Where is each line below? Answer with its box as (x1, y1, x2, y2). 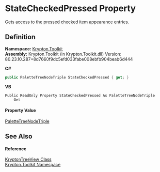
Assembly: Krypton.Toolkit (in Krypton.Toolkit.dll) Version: (5, 51, 122, 57)
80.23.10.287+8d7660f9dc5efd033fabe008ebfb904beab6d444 (5, 56, 133, 62)
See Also (5, 132, 32, 141)
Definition (5, 33, 35, 41)
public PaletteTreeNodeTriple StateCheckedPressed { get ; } (5, 75, 129, 80)
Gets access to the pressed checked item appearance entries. (5, 19, 129, 25)
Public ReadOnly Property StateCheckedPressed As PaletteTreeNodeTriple (5, 93, 155, 98)
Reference (5, 146, 27, 152)
